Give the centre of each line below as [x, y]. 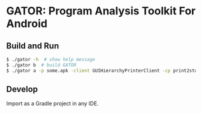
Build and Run [32, 46]
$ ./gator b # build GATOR [41, 65]
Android [27, 24]
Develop [22, 89]
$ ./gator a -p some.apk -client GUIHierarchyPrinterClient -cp [88, 71]
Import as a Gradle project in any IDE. [53, 103]
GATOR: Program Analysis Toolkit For [101, 11]
